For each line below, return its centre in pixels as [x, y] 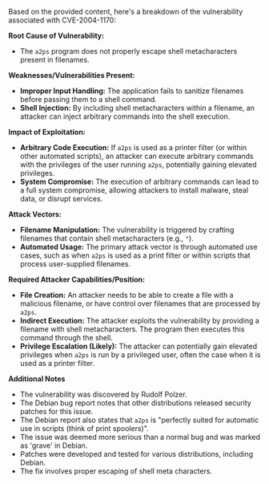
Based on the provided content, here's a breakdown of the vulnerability [126, 12]
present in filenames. [54, 60]
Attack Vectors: [35, 214]
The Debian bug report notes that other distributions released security [136, 403]
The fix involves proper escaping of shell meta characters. [116, 471]
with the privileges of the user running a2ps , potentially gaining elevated [138, 165]
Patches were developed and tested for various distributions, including [137, 454]
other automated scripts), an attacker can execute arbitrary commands [137, 156]
